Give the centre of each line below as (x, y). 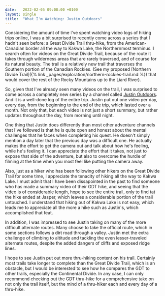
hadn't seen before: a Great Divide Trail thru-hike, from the (65, 43)
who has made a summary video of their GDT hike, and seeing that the (77, 187)
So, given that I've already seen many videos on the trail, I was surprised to (81, 89)
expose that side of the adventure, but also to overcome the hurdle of (76, 156)
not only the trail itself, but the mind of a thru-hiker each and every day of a (81, 284)
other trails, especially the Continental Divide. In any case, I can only (74, 274)
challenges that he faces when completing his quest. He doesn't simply (78, 135)
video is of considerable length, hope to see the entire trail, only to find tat (80, 192)
